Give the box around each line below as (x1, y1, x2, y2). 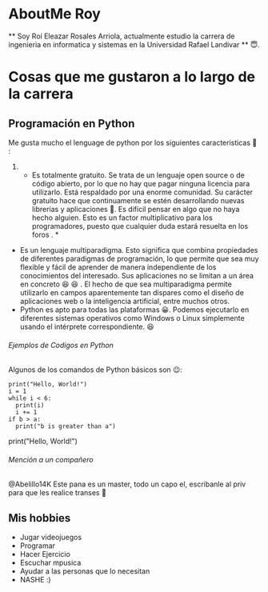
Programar (19, 541, 56, 550)
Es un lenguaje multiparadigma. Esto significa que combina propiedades (19, 245, 258, 254)
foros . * (31, 230, 59, 239)
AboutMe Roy (8, 5, 102, 23)
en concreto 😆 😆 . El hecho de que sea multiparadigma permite (19, 279, 232, 289)
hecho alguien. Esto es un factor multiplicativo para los (31, 213, 214, 222)
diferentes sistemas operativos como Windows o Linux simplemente (19, 313, 246, 322)
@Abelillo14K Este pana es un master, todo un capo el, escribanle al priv (8, 479, 246, 489)
